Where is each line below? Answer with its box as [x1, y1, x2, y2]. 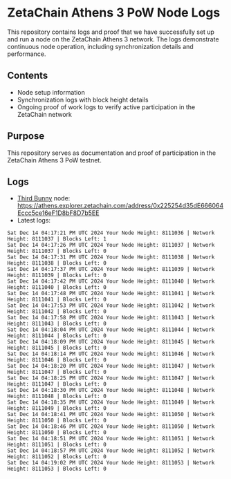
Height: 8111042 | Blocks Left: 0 [7, 308, 107, 315]
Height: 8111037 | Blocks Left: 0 [7, 247, 107, 255]
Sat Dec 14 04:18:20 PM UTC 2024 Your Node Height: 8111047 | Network [7, 363, 215, 370]
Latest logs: [17, 216, 50, 225]
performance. [7, 50, 46, 58]
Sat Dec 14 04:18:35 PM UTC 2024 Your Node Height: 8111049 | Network [7, 399, 215, 406]
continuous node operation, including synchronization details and [7, 42, 194, 50]
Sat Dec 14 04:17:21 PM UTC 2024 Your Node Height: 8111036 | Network [7, 229, 215, 236]
